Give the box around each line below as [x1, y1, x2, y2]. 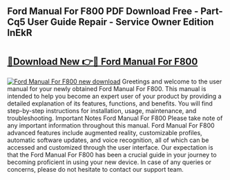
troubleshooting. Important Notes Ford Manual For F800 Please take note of [7, 114, 223, 122]
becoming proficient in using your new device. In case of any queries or [7, 158, 212, 166]
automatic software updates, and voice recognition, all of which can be [7, 136, 209, 144]
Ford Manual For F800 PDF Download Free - [7, 6, 199, 17]
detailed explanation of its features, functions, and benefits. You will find [7, 99, 213, 108]
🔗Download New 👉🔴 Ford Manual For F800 [7, 55, 198, 68]
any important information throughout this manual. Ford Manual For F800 [7, 121, 215, 130]
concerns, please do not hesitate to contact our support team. [7, 166, 184, 173]
